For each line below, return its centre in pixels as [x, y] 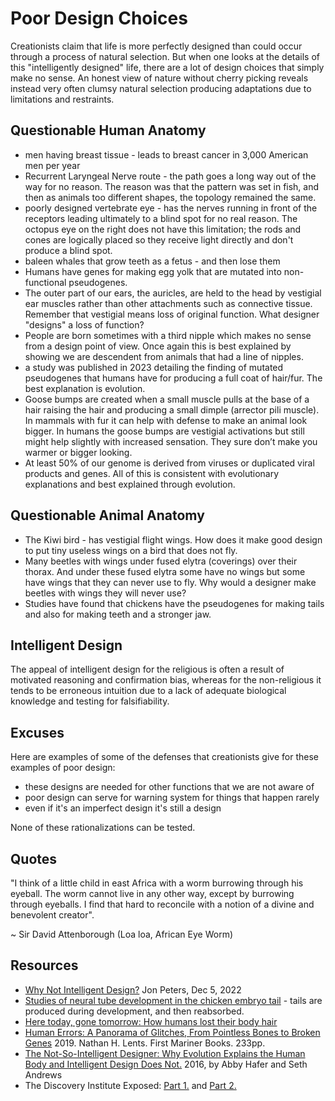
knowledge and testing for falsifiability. [90, 701]
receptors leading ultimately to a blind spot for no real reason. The [161, 218]
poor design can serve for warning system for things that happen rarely [172, 798]
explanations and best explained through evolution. [130, 484]
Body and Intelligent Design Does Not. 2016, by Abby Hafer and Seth [166, 1064]
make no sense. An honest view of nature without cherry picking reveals [159, 78]
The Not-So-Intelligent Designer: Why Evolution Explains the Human [165, 1053]
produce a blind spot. [68, 250]
